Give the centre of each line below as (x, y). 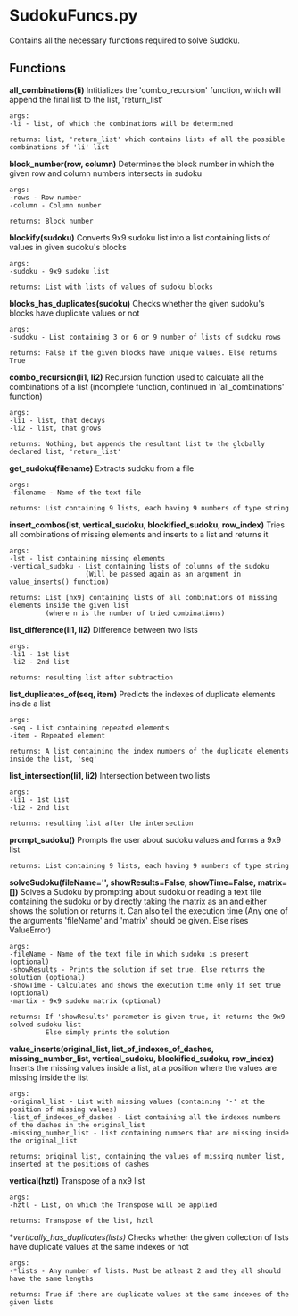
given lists (31, 1302)
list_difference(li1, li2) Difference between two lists (103, 629)
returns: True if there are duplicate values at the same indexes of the (149, 1294)
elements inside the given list (69, 605)
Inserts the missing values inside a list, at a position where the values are (143, 1067)
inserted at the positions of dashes (79, 1164)
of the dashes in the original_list (77, 1125)
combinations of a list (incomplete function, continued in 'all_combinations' (147, 386)
